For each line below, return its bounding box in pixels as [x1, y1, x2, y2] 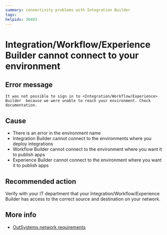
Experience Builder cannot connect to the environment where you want [12, 157, 162, 163]
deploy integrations [12, 141, 53, 147]
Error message [5, 80, 53, 89]
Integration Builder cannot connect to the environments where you [12, 136, 152, 142]
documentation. [5, 103, 38, 108]
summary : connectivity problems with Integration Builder [5, 7, 130, 13]
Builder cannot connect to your [5, 49, 139, 61]
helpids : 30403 [5, 17, 38, 22]
